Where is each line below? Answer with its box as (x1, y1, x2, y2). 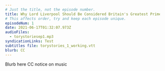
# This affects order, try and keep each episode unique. (5, 16, 126, 21)
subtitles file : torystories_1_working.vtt (5, 43, 96, 48)
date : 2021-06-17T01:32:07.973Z (5, 25, 71, 30)
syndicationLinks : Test (5, 39, 54, 44)
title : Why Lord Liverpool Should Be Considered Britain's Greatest (5, 12, 148, 17)
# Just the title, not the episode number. (5, 7, 96, 12)
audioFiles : (5, 30, 29, 35)
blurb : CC (5, 48, 26, 53)
